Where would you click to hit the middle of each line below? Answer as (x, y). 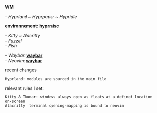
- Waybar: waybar (24, 55)
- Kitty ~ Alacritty (23, 35)
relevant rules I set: (25, 88)
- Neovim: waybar (24, 60)
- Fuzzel (13, 41)
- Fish (11, 46)
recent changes (21, 70)
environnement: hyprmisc (32, 26)
